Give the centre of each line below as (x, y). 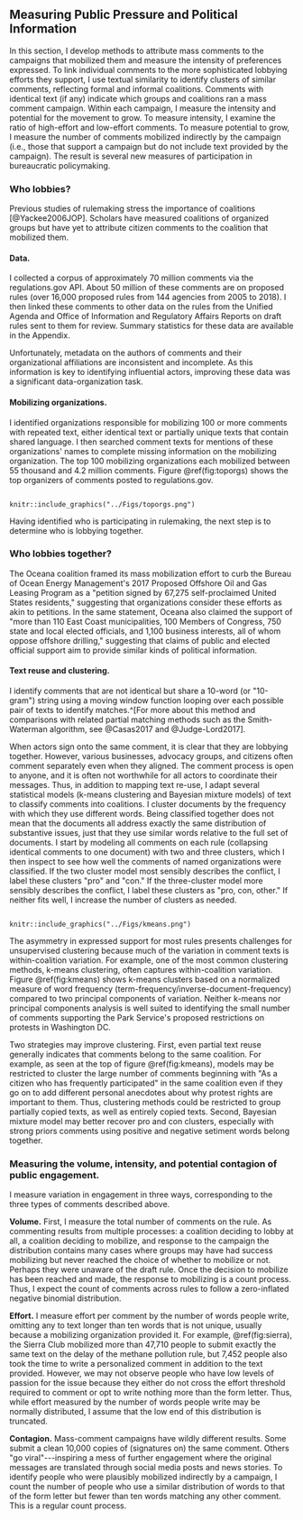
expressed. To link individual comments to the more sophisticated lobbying (148, 69)
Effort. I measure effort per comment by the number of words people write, (149, 1316)
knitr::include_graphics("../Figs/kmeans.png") (101, 925)
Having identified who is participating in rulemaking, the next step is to (140, 521)
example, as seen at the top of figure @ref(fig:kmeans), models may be (142, 1064)
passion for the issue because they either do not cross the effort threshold (147, 1383)
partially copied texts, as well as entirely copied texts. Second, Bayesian (143, 1112)
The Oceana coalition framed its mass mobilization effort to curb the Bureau (150, 573)
